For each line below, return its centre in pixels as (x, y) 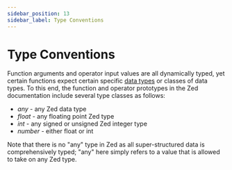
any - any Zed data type (52, 109)
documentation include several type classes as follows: (86, 96)
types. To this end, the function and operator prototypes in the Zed (103, 88)
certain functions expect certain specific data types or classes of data (108, 81)
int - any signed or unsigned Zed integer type (82, 124)
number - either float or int (55, 131)
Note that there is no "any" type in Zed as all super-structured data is (106, 145)
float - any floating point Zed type (66, 117)
